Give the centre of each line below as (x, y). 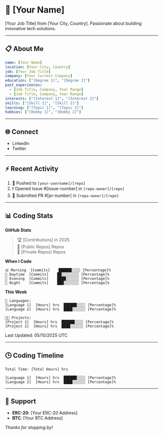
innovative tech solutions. (31, 28)
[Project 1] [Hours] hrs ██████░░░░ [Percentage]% (59, 322)
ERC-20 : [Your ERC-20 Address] (45, 413)
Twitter (19, 149)
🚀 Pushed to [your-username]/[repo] (49, 183)
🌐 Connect (22, 132)
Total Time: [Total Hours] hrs (37, 369)
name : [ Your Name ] (24, 63)
